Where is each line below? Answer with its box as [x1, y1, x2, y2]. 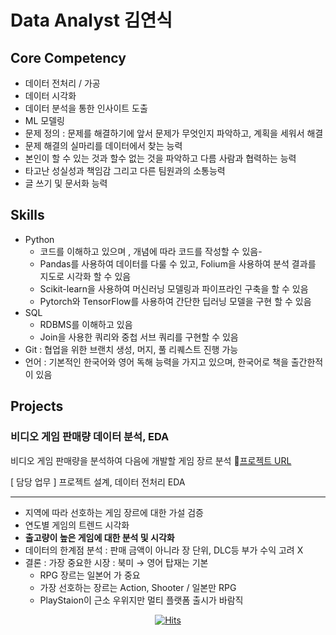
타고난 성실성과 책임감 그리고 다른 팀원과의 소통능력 [24, 165, 226, 176]
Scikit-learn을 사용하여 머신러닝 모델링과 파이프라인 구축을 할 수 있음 [39, 282, 309, 295]
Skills [10, 207, 45, 224]
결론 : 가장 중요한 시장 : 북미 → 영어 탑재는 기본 [24, 556, 209, 568]
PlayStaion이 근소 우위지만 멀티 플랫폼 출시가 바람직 [39, 594, 244, 606]
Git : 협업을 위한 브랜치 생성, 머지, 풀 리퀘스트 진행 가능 [24, 343, 239, 355]
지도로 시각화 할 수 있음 [39, 270, 132, 282]
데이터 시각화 [24, 90, 77, 101]
